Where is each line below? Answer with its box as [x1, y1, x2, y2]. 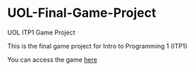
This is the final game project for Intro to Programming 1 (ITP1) [7, 41, 188, 50]
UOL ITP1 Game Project [7, 28, 75, 37]
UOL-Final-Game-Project [7, 5, 157, 21]
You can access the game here [7, 55, 97, 64]
